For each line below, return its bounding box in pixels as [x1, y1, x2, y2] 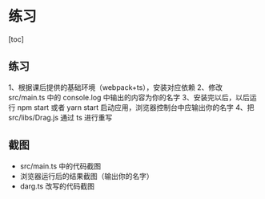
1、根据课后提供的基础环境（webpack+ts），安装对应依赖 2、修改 [8, 82, 223, 92]
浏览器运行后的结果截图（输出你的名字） [19, 171, 154, 181]
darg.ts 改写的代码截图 [19, 181, 94, 191]
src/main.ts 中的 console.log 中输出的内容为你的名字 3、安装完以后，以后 [8, 92, 250, 102]
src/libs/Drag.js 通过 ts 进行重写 [8, 112, 113, 122]
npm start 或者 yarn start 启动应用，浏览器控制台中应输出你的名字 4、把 [17, 102, 255, 112]
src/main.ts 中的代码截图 [19, 161, 102, 171]
